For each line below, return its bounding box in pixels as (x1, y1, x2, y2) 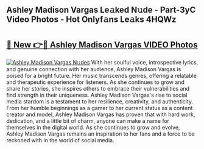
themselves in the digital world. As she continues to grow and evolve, (6, 124, 180, 131)
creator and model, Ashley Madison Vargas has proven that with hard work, (6, 111, 195, 118)
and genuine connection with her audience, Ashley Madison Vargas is (6, 66, 181, 72)
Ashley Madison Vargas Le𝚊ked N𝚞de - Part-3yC (6, 5, 196, 15)
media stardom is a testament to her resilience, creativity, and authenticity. (6, 98, 194, 105)
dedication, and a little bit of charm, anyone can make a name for (6, 117, 169, 124)
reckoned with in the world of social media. (6, 137, 114, 144)
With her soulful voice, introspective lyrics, (91, 59, 199, 66)
